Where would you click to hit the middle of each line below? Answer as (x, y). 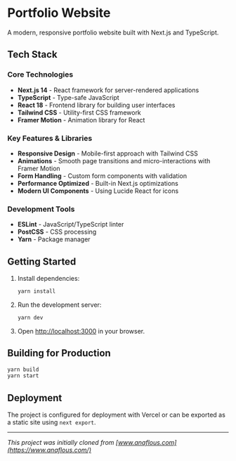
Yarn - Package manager (54, 239)
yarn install (37, 291)
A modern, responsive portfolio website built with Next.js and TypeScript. (113, 32)
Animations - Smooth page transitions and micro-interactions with (114, 160)
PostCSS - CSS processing (57, 232)
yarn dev (30, 317)
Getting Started (42, 261)
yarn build (23, 370)
